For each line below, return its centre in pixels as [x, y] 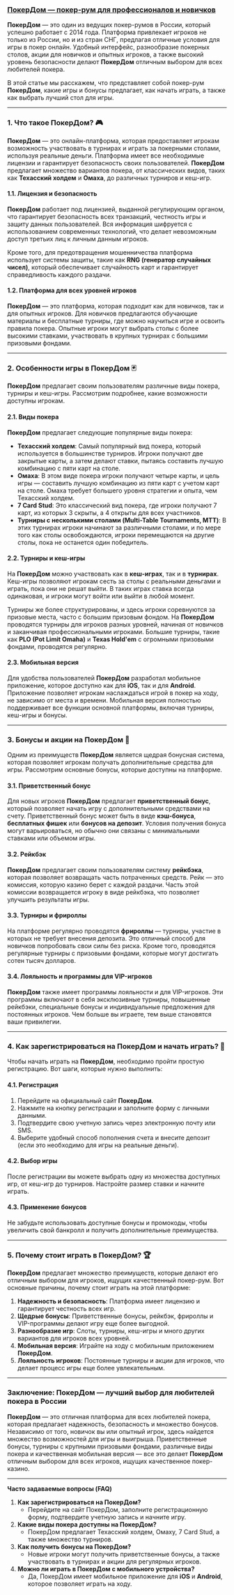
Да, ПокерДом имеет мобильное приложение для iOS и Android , [125, 1576]
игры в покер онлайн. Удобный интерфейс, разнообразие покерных [109, 47]
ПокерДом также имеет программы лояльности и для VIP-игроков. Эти [115, 992]
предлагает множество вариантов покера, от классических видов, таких [116, 170]
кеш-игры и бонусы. [37, 715]
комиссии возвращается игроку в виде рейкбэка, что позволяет [103, 892]
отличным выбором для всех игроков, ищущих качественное [99, 1461]
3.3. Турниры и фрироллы [47, 915]
